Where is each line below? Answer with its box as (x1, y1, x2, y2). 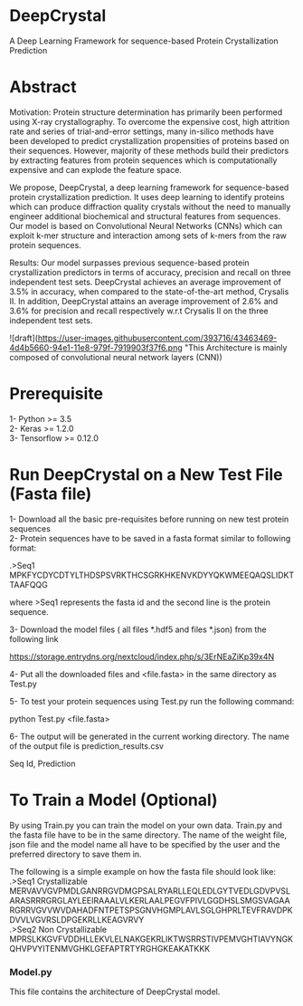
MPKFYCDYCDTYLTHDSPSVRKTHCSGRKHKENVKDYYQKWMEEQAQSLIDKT (9, 570, 295, 580)
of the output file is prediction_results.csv (9, 740, 165, 752)
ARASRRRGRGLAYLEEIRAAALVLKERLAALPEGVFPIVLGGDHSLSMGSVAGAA (9, 895, 291, 905)
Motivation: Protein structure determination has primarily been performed (9, 106, 283, 118)
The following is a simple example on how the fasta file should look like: (9, 866, 276, 877)
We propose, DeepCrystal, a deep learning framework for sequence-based (9, 182, 289, 193)
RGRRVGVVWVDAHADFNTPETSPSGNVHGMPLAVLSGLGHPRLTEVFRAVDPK (9, 905, 293, 915)
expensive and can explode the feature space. (9, 164, 183, 175)
